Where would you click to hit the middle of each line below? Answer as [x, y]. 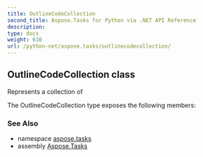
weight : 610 [25, 40]
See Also [23, 123]
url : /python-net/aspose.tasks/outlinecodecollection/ [89, 46]
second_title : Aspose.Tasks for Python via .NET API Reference [102, 20]
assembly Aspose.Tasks [52, 146]
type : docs [23, 33]
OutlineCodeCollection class [71, 75]
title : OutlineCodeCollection [52, 14]
